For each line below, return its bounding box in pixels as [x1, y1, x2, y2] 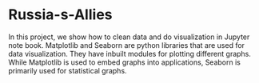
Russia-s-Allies [8, 6, 113, 24]
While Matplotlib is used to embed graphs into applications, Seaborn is [8, 57, 241, 67]
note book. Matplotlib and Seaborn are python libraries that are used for [8, 40, 245, 49]
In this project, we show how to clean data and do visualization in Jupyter [8, 32, 250, 41]
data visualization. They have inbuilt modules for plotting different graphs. [8, 49, 252, 58]
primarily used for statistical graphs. [8, 65, 127, 75]
